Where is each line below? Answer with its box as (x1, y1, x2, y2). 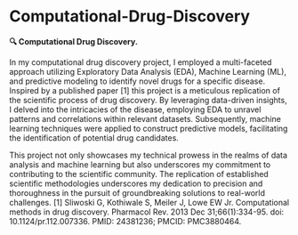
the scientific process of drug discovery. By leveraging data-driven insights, (9, 94, 287, 105)
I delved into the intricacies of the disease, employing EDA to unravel (9, 104, 262, 115)
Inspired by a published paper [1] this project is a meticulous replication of (9, 85, 280, 95)
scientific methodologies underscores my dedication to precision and (9, 178, 263, 189)
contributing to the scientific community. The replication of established (9, 168, 269, 179)
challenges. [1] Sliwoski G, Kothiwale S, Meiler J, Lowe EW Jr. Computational (9, 197, 290, 207)
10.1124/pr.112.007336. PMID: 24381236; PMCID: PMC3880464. (9, 215, 242, 226)
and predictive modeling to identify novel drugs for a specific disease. (9, 76, 265, 86)
